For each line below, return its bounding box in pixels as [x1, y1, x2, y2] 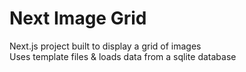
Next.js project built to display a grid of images [9, 40, 202, 52]
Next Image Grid [9, 7, 147, 30]
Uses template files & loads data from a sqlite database [9, 50, 237, 62]
